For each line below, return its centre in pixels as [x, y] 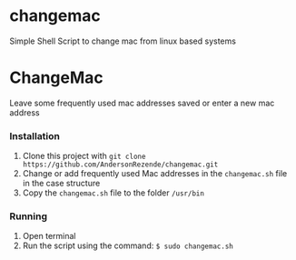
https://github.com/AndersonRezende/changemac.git [120, 165]
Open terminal [49, 236]
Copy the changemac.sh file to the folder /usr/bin [113, 193]
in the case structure [61, 184]
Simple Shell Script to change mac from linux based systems [123, 41]
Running [29, 216]
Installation [35, 135]
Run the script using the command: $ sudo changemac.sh [128, 245]
